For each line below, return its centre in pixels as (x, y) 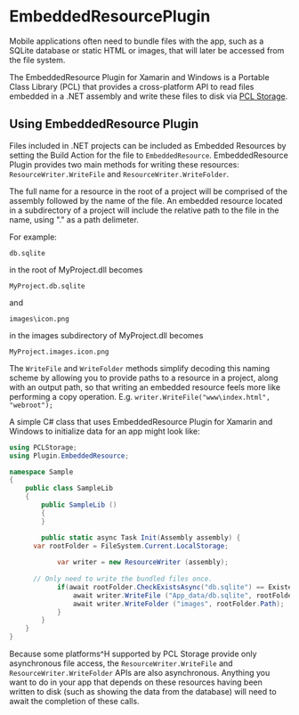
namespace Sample (41, 472)
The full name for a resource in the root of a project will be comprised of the (148, 191)
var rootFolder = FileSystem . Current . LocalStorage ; (130, 546)
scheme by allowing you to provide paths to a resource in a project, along (144, 378)
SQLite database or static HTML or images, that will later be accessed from (147, 50)
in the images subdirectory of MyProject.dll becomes (106, 335)
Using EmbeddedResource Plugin (104, 124)
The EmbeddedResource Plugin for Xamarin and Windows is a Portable (139, 77)
